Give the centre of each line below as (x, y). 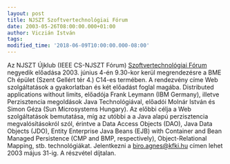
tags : (15, 39)
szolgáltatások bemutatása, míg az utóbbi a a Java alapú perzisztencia (108, 116)
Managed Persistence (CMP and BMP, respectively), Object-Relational (107, 138)
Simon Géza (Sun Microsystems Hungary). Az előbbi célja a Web (99, 109)
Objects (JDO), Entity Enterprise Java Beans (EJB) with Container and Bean (115, 131)
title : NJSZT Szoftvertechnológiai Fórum (68, 20)
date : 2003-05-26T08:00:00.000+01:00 (61, 26)
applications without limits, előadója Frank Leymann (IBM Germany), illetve (113, 94)
